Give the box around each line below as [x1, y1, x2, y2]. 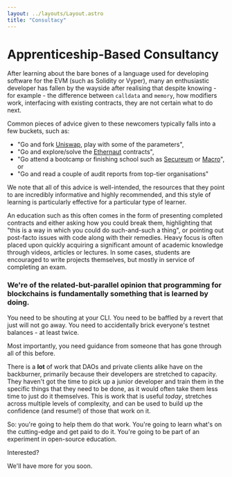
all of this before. [7, 349, 55, 357]
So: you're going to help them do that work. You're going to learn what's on [7, 420, 222, 428]
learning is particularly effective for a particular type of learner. [7, 198, 187, 207]
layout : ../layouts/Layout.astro [7, 10, 104, 17]
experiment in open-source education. [7, 435, 117, 443]
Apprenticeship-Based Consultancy [7, 46, 220, 62]
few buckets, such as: [7, 127, 70, 135]
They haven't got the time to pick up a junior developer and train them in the [7, 377, 224, 385]
